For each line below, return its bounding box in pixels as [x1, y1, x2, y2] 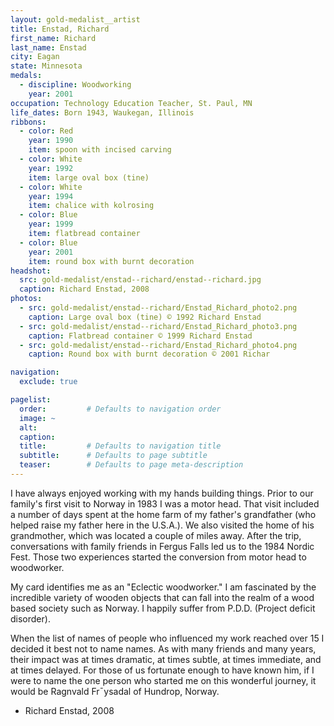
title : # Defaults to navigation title [19, 441, 222, 451]
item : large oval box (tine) [28, 172, 150, 183]
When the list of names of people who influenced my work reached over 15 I [10, 632, 325, 644]
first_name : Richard [10, 33, 97, 43]
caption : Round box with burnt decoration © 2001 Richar [28, 349, 271, 360]
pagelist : [10, 395, 52, 405]
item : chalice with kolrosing [28, 201, 155, 211]
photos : [10, 294, 43, 304]
